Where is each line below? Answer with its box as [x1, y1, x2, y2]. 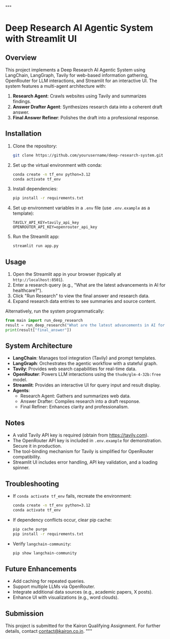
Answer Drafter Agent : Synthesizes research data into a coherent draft [12, 104, 162, 110]
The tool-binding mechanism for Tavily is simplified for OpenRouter [12, 448, 154, 454]
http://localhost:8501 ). [12, 276, 64, 283]
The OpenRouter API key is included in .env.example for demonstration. [12, 438, 162, 444]
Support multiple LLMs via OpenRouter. [12, 583, 95, 590]
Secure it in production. [12, 443, 62, 449]
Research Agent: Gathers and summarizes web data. [20, 393, 131, 399]
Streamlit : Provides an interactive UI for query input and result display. [12, 382, 161, 388]
